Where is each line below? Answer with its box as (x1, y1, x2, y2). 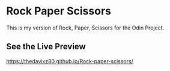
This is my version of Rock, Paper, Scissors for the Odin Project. (6, 24, 165, 31)
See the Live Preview (6, 42, 86, 52)
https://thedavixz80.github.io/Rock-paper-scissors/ (6, 57, 133, 64)
